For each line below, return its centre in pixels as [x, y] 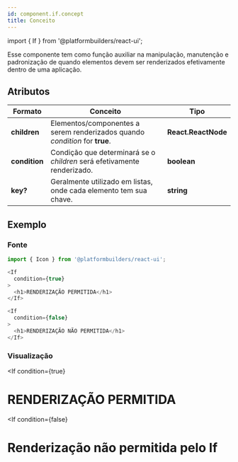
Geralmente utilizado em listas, [102, 182]
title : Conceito [31, 21]
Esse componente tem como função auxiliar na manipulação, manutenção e [118, 54]
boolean [181, 161]
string [177, 190]
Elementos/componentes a [95, 123]
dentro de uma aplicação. [45, 69]
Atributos [29, 92]
